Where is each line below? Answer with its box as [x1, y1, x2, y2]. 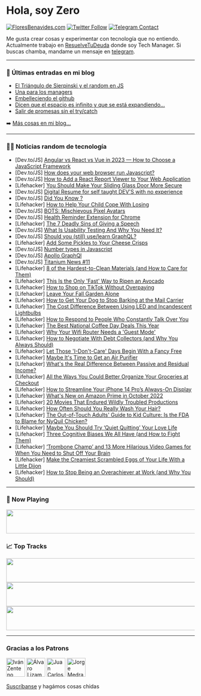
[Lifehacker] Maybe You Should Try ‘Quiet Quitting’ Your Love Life [14, 424, 178, 431]
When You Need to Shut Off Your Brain [14, 449, 111, 457]
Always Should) [14, 341, 54, 348]
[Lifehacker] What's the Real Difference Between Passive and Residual [14, 360, 190, 367]
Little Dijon [14, 462, 42, 469]
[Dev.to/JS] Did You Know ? [14, 194, 83, 202]
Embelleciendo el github [14, 95, 75, 102]
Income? [14, 367, 36, 374]
